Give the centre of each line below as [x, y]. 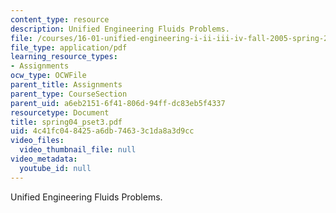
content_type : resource [60, 19]
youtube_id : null [55, 168]
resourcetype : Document [60, 112]
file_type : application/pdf [69, 47]
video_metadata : [44, 159]
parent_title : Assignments [66, 85]
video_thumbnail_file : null [78, 150]
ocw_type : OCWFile [48, 76]
